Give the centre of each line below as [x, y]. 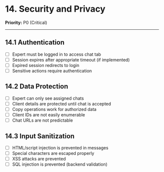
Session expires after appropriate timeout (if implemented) [71, 60]
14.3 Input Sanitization [40, 136]
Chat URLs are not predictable [42, 120]
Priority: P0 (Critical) [26, 22]
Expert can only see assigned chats [48, 98]
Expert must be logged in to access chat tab [57, 54]
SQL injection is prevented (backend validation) [60, 164]
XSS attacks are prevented [39, 159]
